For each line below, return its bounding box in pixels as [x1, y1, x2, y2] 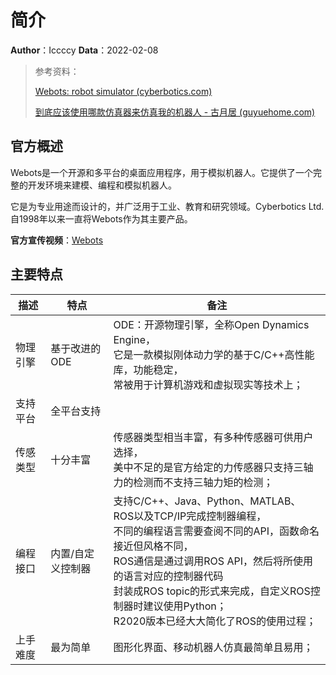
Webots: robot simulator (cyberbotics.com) [34, 85, 213, 97]
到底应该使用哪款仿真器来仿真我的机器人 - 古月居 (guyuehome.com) [34, 106, 316, 118]
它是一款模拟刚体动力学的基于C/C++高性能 [113, 347, 315, 361]
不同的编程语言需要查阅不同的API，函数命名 [113, 524, 320, 538]
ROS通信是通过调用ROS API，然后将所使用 [113, 554, 313, 568]
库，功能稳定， [113, 362, 184, 376]
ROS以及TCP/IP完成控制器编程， [113, 509, 267, 523]
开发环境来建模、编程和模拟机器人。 [27, 179, 177, 191]
